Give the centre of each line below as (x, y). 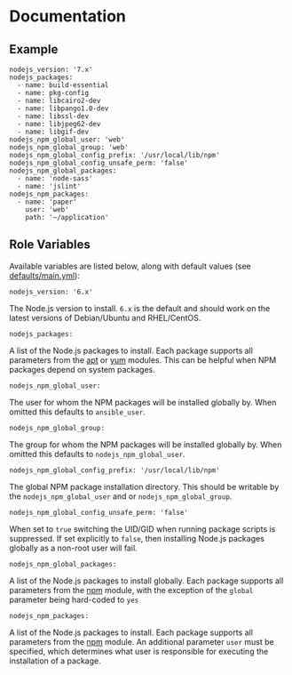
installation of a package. (55, 661)
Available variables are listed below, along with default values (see (130, 266)
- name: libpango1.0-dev (63, 108)
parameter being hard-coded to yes (74, 599)
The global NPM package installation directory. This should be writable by (144, 486)
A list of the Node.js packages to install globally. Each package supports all (146, 581)
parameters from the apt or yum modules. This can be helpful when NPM (143, 360)
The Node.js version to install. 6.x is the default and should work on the (140, 308)
